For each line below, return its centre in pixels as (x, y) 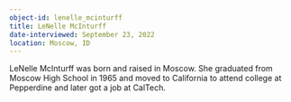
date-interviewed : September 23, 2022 (82, 34)
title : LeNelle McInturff (58, 26)
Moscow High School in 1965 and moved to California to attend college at (145, 79)
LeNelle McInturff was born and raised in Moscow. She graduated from (141, 69)
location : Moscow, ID (50, 43)
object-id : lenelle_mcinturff (66, 18)
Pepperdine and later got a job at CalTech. (88, 88)
